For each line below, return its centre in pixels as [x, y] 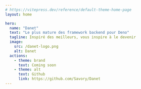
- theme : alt [27, 70]
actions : [19, 56]
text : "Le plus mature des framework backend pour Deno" [70, 33]
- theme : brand [30, 60]
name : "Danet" [24, 28]
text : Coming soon [37, 65]
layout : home [19, 14]
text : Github [32, 74]
